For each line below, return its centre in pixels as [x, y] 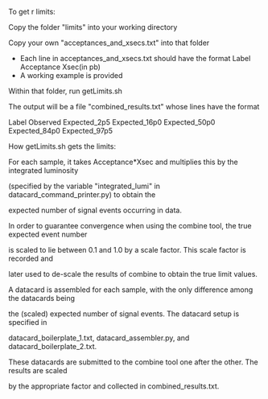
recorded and [31, 258]
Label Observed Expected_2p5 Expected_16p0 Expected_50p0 [112, 122]
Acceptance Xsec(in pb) [60, 67]
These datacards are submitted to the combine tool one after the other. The [134, 362]
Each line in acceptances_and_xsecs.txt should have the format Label [135, 58]
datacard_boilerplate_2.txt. [53, 346]
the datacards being [41, 298]
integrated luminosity [43, 171]
